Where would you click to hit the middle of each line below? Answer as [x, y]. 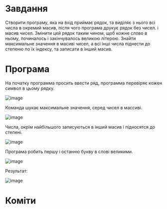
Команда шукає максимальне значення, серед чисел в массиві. [74, 107]
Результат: [16, 171]
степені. [14, 132]
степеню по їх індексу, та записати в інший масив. [59, 49]
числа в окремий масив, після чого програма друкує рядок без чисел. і [82, 27]
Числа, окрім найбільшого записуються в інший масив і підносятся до [80, 127]
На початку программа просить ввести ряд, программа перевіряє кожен [84, 83]
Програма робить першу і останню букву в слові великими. [69, 151]
